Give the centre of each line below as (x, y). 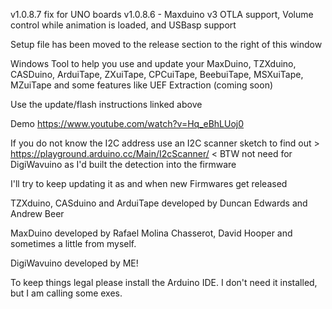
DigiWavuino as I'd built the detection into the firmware (123, 164)
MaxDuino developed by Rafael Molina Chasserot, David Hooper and (151, 233)
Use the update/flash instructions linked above (106, 104)
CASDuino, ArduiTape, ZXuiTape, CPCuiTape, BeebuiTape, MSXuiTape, (157, 74)
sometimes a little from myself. (73, 243)
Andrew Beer (37, 213)
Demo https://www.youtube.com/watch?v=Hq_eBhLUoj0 (127, 123)
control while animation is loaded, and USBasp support (123, 25)
